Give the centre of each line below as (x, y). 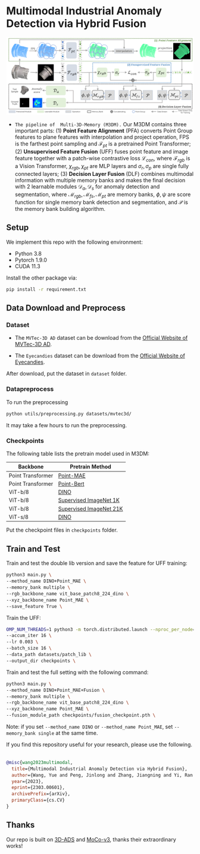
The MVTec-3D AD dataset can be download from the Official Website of (101, 338)
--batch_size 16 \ (29, 648)
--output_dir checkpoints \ (41, 661)
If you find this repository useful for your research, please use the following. (99, 744)
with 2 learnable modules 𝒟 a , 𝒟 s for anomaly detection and (87, 187)
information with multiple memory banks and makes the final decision (100, 180)
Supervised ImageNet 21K (90, 508)
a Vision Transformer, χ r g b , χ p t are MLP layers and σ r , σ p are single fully (102, 167)
